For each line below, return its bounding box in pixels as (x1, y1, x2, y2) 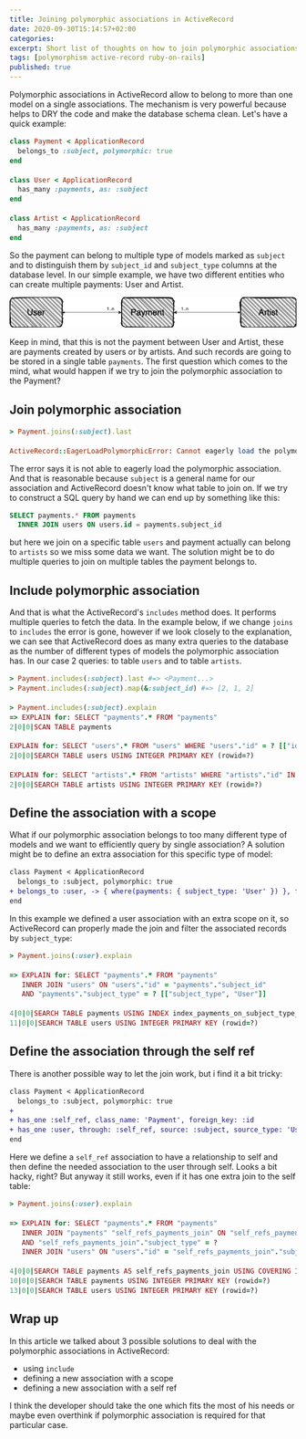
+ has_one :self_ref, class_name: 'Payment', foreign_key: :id (9, 1116, 255, 1125)
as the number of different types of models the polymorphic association (9, 646, 280, 657)
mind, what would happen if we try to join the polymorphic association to (9, 366, 283, 377)
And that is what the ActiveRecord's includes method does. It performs (9, 607, 277, 618)
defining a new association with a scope (22, 1372, 174, 1383)
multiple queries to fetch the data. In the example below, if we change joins (9, 617, 293, 628)
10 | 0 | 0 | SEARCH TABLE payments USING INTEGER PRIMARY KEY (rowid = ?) (9, 1277, 271, 1286)
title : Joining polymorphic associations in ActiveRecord (9, 15, 234, 24)
